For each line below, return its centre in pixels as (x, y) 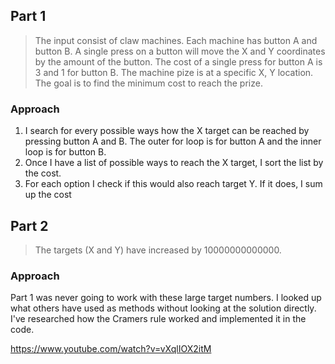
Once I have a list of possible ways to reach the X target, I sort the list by (174, 163)
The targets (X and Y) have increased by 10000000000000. (158, 250)
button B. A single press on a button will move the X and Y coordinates (180, 51)
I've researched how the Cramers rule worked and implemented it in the (158, 319)
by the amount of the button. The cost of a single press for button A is (178, 61)
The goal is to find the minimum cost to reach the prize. (148, 83)
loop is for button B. (65, 152)
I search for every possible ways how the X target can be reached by (167, 131)
